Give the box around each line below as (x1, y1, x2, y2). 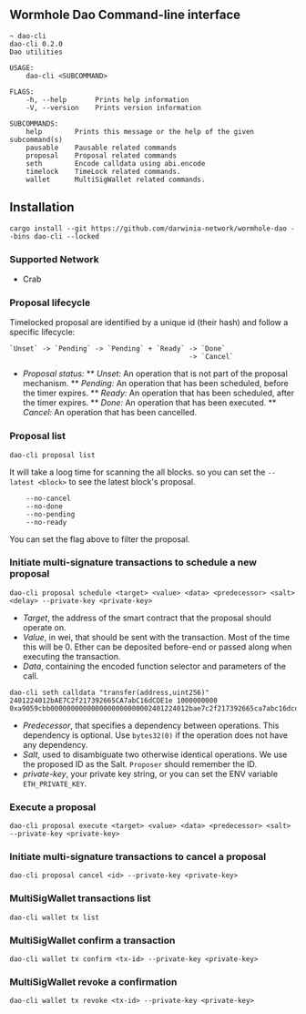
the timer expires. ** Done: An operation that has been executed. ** (22, 397, 277, 408)
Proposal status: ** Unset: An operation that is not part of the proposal (22, 368, 289, 379)
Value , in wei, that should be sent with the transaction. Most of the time (22, 631, 291, 642)
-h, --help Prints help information (25, 95, 189, 104)
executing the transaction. (22, 650, 121, 661)
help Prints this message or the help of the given (25, 127, 255, 136)
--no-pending (25, 509, 76, 518)
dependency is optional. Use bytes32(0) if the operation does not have (22, 729, 289, 741)
